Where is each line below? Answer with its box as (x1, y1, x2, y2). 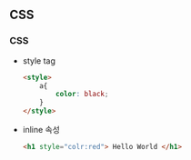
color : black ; (55, 90, 109, 99)
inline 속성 (22, 125, 61, 135)
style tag (22, 55, 56, 66)
